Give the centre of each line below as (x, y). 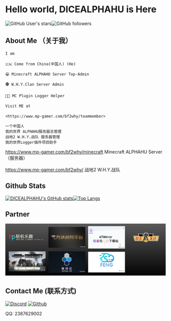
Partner (18, 214)
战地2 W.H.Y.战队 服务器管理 (33, 137)
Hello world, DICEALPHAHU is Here (81, 9)
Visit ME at (18, 106)
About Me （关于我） (39, 41)
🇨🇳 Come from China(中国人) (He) (41, 64)
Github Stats (25, 186)
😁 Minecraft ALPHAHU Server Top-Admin (47, 74)
